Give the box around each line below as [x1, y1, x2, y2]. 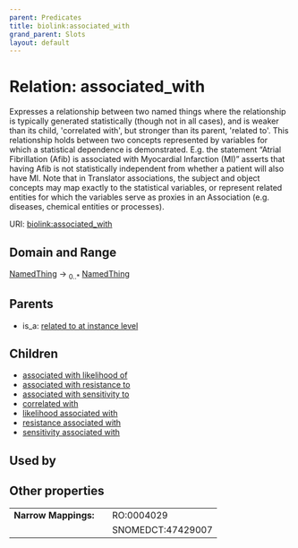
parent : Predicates [9, 13, 82, 22]
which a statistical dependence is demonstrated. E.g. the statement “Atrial [9, 144, 282, 155]
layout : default [9, 38, 70, 47]
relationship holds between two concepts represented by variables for [9, 135, 268, 146]
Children [9, 347, 58, 361]
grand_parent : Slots [9, 30, 87, 39]
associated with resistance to [21, 380, 131, 390]
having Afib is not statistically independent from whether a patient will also [9, 163, 285, 175]
